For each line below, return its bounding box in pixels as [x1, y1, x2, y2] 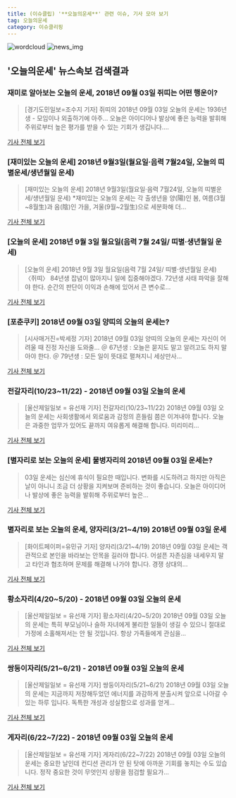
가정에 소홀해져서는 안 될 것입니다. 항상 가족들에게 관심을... [24, 629, 187, 638]
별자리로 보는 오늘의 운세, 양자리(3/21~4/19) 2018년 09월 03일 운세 [7, 524, 227, 534]
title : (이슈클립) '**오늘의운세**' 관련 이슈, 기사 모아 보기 [7, 10, 169, 18]
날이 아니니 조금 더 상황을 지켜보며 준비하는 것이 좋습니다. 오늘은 [24, 481, 201, 490]
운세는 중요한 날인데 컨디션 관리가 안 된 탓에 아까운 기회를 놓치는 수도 [24, 759, 215, 767]
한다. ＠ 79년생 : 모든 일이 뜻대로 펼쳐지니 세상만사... [37, 352, 182, 360]
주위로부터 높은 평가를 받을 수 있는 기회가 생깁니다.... [24, 123, 169, 131]
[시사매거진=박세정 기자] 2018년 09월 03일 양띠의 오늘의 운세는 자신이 [24, 334, 219, 343]
